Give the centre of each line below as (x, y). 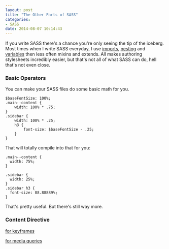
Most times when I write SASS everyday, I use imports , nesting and (75, 49)
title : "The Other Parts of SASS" (42, 15)
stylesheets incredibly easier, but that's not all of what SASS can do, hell (81, 59)
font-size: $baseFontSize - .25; (59, 130)
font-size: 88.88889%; (34, 193)
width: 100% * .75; (35, 107)
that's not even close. (28, 65)
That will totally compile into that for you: (48, 148)
